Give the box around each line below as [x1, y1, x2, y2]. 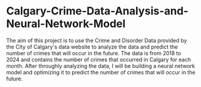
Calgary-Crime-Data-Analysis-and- [6, 4, 189, 18]
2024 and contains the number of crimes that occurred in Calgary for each [6, 56, 191, 63]
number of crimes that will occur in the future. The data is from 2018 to [6, 49, 181, 56]
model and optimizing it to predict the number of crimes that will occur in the [6, 68, 196, 76]
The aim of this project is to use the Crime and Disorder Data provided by [6, 37, 187, 44]
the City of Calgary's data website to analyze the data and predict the [6, 43, 178, 50]
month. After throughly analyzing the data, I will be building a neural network [6, 62, 196, 70]
